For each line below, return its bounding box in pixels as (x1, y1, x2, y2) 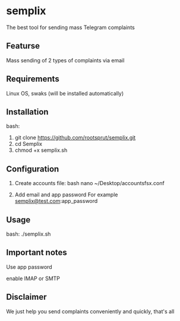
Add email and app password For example (14, 191, 118, 198)
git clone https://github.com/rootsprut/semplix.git (14, 134, 136, 141)
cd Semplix (14, 141, 43, 148)
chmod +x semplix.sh (14, 147, 68, 154)
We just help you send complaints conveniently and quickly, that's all (6, 307, 175, 315)
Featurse (6, 41, 40, 51)
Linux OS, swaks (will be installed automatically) (6, 90, 124, 97)
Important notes (6, 247, 67, 258)
